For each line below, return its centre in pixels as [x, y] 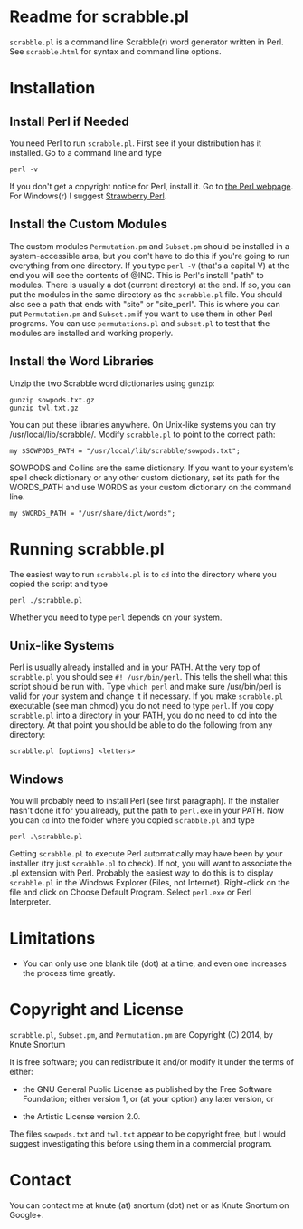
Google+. [27, 1214]
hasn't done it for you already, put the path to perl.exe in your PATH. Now [147, 811]
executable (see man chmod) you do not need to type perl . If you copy [142, 706]
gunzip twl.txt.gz [44, 408]
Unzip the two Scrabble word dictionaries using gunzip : [112, 383]
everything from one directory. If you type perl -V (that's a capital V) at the [149, 266]
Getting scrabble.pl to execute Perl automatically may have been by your [146, 854]
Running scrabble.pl [87, 549]
